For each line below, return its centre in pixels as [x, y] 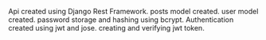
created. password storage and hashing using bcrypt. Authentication [121, 20]
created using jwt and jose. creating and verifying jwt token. [106, 28]
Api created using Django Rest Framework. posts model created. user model [133, 11]
